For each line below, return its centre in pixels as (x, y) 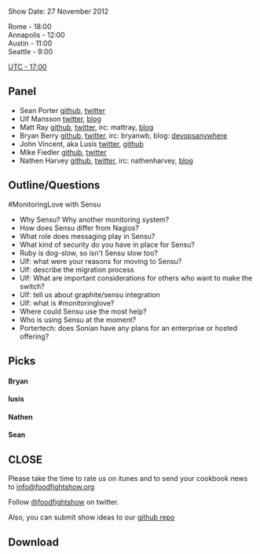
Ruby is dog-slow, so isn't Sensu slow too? (89, 253)
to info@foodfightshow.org (51, 487)
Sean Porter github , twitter (62, 110)
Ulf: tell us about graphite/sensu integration (90, 295)
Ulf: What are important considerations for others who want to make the (136, 277)
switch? (32, 286)
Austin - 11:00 (30, 43)
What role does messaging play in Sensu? (87, 236)
